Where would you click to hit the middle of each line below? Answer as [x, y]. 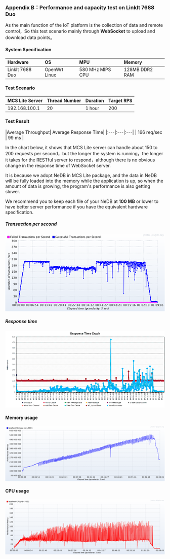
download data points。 [30, 38]
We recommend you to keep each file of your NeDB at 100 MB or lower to [82, 201]
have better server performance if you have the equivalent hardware [77, 207]
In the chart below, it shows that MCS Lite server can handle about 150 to [81, 148]
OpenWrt [54, 69]
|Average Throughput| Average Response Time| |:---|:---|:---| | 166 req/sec [84, 132]
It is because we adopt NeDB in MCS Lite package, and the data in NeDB [81, 176]
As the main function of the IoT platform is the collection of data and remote [84, 25]
